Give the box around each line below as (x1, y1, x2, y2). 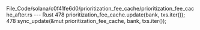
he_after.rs (6, 11, 33, 18)
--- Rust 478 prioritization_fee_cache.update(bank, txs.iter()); (34, 11, 185, 18)
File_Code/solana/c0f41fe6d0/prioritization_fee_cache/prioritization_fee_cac (6, 5, 195, 12)
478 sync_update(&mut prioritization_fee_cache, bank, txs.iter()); (6, 18, 167, 24)
